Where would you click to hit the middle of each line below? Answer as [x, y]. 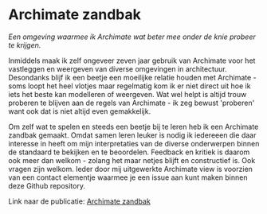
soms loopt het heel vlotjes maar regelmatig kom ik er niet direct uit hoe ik [130, 86]
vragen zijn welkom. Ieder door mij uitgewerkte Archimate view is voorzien [131, 169]
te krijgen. [25, 45]
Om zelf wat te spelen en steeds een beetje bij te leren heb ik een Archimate [133, 126]
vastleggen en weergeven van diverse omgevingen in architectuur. [118, 68]
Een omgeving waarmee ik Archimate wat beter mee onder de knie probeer [132, 37]
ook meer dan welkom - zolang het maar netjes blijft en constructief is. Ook [132, 160]
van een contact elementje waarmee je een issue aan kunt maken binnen [128, 177]
